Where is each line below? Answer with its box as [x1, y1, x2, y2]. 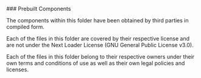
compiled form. [6, 24, 44, 30]
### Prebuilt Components [6, 5, 71, 12]
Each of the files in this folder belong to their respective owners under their [6, 53, 195, 60]
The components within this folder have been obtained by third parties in [6, 17, 189, 24]
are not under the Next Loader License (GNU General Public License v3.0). [6, 42, 194, 48]
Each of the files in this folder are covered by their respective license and [6, 35, 190, 42]
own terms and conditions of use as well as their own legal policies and [6, 60, 185, 67]
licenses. [6, 66, 29, 73]
